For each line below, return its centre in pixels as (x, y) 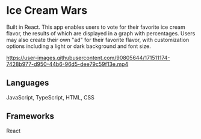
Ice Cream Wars (47, 10)
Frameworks (30, 117)
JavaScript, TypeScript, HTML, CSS (51, 97)
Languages (28, 83)
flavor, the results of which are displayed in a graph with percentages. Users (101, 33)
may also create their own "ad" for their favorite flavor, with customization (98, 40)
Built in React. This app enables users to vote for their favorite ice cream (96, 27)
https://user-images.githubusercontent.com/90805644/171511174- (88, 58)
